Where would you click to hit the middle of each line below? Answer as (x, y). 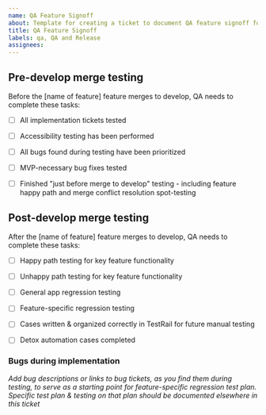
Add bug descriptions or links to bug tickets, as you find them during (120, 378)
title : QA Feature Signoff (53, 30)
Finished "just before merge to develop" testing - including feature (128, 184)
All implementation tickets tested (73, 120)
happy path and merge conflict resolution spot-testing (108, 193)
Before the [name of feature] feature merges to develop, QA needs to (121, 96)
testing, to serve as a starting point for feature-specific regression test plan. (133, 386)
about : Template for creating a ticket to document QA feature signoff (129, 23)
